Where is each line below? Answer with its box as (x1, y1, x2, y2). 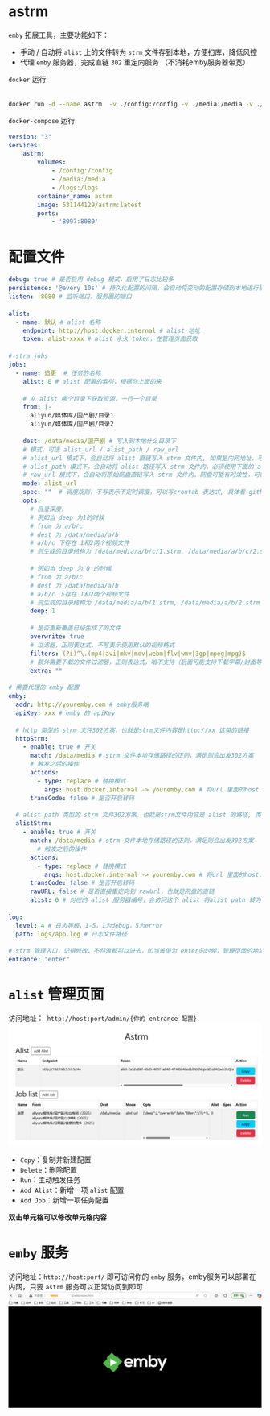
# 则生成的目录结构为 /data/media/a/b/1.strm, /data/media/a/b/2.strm (29, 599, 260, 607)
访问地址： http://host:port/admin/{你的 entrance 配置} (8, 1014, 198, 1024)
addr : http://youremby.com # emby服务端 (15, 700, 149, 708)
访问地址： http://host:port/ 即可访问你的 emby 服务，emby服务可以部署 (8, 1272, 249, 1281)
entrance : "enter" (8, 956, 70, 964)
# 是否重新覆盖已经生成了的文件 (29, 624, 121, 633)
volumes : (37, 158, 67, 167)
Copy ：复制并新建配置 (19, 1155, 92, 1165)
